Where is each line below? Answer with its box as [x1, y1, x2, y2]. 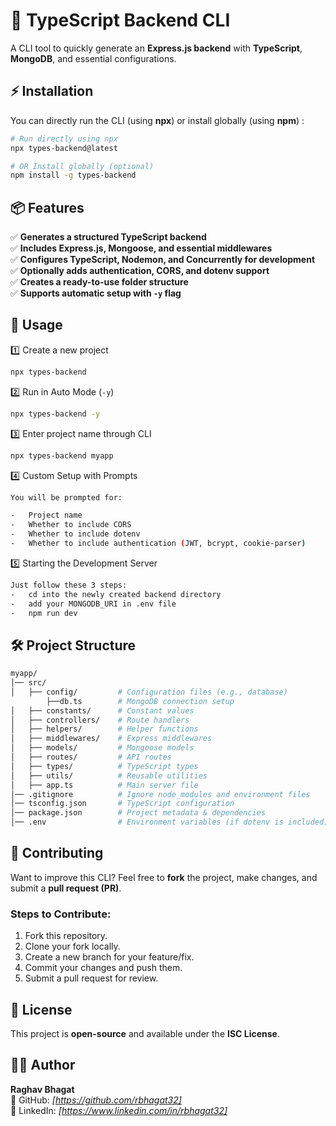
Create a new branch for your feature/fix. [24, 951, 195, 963]
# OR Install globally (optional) [10, 161, 155, 171]
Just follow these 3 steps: [10, 580, 128, 590]
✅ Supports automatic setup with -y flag [10, 287, 182, 299]
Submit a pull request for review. [24, 972, 159, 984]
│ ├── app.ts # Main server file [10, 780, 199, 790]
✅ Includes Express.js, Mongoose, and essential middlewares [10, 242, 273, 254]
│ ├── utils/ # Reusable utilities [10, 770, 208, 781]
